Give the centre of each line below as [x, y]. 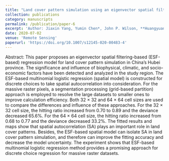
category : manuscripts [29, 19]
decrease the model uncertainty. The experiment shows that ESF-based [80, 142]
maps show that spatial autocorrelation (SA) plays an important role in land [82, 126]
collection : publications [32, 15]
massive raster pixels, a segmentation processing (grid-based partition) [79, 89]
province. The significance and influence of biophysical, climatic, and [77, 67]
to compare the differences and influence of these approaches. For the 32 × [84, 105]
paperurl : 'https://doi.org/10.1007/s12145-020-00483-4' [66, 43]
